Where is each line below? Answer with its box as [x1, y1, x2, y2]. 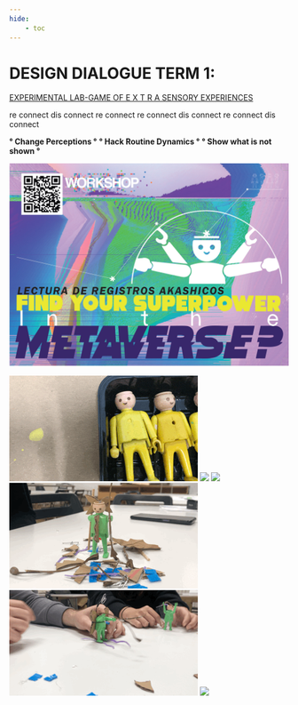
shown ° [9, 146, 41, 156]
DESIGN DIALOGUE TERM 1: [9, 63, 216, 84]
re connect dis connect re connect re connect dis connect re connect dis [9, 109, 277, 120]
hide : [9, 14, 29, 23]
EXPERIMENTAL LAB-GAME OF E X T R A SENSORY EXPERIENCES [9, 92, 254, 103]
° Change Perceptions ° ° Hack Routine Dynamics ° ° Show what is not [9, 136, 272, 147]
